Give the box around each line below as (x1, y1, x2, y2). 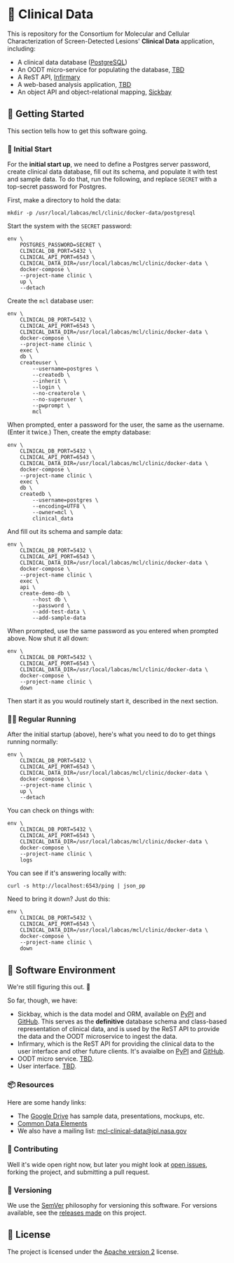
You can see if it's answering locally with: (7, 869, 127, 878)
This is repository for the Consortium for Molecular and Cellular (7, 29, 191, 38)
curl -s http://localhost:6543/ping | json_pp (7, 883, 146, 890)
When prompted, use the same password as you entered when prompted (7, 627, 219, 635)
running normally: (7, 738, 58, 746)
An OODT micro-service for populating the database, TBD (17, 65, 185, 74)
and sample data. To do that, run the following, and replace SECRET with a (7, 175, 217, 184)
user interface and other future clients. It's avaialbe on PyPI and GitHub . (17, 1047, 226, 1056)
